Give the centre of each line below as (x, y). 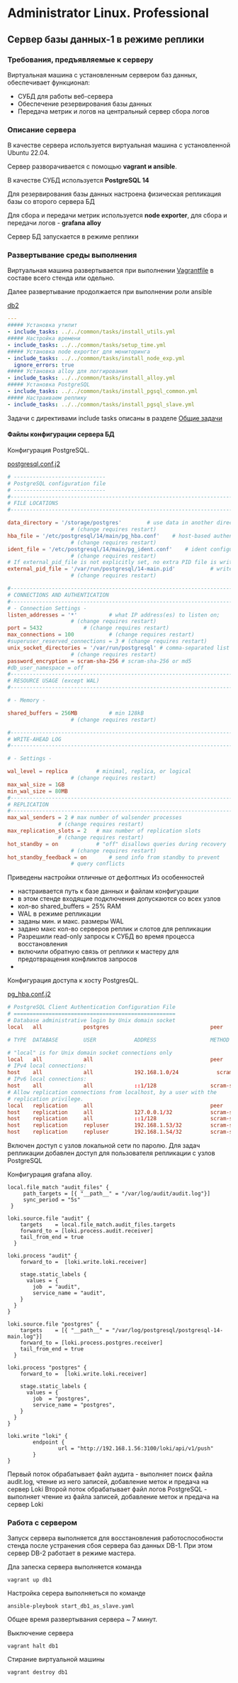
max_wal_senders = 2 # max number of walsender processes (95, 818)
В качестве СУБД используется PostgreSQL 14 (78, 180)
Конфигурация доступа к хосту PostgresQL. (73, 980)
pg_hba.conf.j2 (29, 994)
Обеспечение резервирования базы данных (85, 104)
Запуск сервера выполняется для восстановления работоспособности (115, 1538)
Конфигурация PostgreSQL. (49, 450)
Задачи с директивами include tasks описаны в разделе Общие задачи (115, 418)
